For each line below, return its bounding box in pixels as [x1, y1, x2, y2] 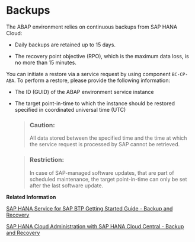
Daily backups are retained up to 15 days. [14, 41, 116, 48]
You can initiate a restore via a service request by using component [6, 70, 171, 77]
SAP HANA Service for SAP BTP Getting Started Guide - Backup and [6, 205, 173, 212]
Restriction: [29, 156, 64, 164]
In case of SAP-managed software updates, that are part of [29, 169, 174, 176]
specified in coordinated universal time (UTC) [14, 106, 126, 113]
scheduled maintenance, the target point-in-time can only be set [29, 175, 187, 183]
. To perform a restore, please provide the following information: [14, 77, 171, 84]
